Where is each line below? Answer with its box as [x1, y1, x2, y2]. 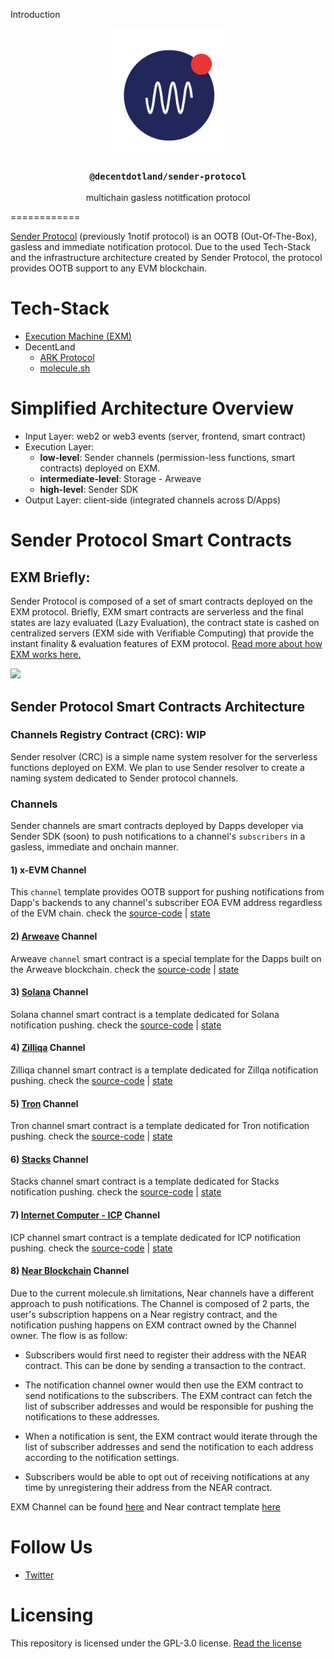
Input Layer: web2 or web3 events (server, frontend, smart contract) [24, 430, 307, 443]
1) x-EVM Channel [10, 864, 87, 876]
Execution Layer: [24, 441, 95, 453]
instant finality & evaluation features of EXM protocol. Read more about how [10, 638, 323, 650]
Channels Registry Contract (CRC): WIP [10, 728, 207, 742]
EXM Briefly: [10, 569, 91, 586]
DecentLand [24, 341, 76, 353]
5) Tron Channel [10, 1097, 79, 1109]
